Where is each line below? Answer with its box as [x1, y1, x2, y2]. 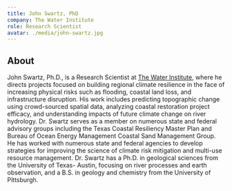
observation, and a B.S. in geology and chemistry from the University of [7, 168, 211, 177]
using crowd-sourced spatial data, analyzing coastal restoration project [7, 103, 211, 111]
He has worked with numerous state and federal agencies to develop [7, 139, 204, 148]
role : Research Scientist [7, 23, 81, 30]
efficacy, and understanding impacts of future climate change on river [7, 110, 206, 118]
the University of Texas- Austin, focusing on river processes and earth [7, 161, 207, 170]
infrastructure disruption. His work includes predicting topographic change [7, 95, 220, 103]
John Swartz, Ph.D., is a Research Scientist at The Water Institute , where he [7, 73, 222, 81]
